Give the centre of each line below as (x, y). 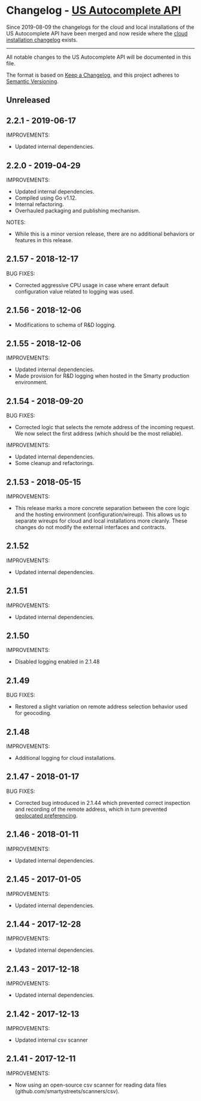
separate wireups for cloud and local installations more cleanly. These (101, 521)
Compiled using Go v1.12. (45, 198)
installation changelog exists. (42, 40)
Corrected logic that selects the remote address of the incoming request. (105, 427)
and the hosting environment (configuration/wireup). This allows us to (101, 515)
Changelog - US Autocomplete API (94, 10)
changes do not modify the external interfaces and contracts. (90, 527)
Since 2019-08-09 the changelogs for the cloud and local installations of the (100, 27)
